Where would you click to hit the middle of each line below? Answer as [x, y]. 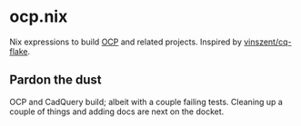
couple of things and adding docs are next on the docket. [117, 111]
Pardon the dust [55, 80]
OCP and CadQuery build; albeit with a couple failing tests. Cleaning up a [146, 102]
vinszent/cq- [268, 42]
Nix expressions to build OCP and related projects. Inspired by [126, 42]
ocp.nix [39, 17]
